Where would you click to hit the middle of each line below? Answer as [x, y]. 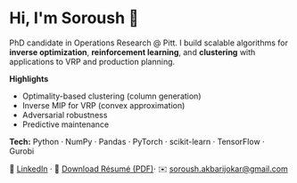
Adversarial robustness [65, 115]
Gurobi [22, 151]
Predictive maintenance [66, 124]
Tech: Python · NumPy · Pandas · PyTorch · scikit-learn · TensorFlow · [137, 141]
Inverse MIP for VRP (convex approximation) [103, 105]
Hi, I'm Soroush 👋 [74, 18]
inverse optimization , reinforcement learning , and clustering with [132, 52]
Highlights [29, 78]
